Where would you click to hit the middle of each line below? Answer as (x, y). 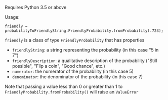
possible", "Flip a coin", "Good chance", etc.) (59, 66)
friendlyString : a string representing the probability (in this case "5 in (85, 50)
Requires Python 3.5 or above (36, 7)
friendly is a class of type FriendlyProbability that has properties (75, 40)
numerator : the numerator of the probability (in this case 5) (73, 71)
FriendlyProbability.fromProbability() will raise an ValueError (72, 92)
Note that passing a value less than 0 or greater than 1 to (64, 86)
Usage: (12, 17)
